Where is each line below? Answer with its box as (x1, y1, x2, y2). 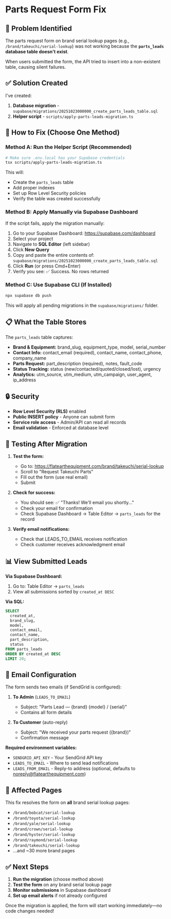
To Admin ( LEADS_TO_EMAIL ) (12, 694, 71, 700)
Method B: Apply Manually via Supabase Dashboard (5, 208, 138, 216)
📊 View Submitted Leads (5, 557, 87, 566)
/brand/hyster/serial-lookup (12, 832, 75, 837)
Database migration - (12, 102, 60, 108)
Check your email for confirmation (20, 505, 93, 511)
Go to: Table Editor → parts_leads (12, 583, 85, 589)
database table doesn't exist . (5, 49, 69, 54)
